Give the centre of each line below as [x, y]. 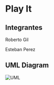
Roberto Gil [17, 39]
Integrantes [24, 28]
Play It [18, 9]
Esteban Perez [20, 49]
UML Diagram [27, 66]
